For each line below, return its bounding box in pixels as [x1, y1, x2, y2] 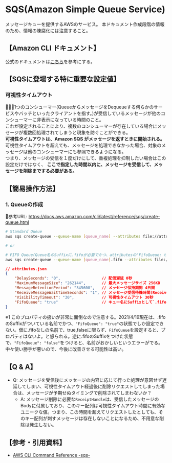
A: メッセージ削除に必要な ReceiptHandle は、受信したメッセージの [20, 396, 159, 402]
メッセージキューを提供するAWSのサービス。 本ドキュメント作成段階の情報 [5, 21, 165, 27]
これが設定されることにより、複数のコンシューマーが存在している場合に [5, 123, 158, 129]
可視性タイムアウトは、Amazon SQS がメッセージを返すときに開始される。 [5, 136, 165, 142]
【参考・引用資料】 [5, 438, 66, 447]
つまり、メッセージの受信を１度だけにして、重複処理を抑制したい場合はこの [5, 155, 166, 161]
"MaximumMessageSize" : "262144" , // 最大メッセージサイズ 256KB [14, 281, 160, 286]
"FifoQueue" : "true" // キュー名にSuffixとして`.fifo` [14, 299, 169, 305]
